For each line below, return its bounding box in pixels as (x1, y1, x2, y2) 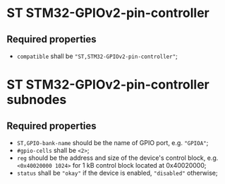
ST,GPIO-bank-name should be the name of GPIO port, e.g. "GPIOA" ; (16, 139, 209, 146)
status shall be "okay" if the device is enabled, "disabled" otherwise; (16, 168, 218, 177)
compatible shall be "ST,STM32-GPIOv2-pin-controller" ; (16, 52, 178, 60)
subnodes (6, 92, 67, 108)
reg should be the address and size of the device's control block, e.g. (16, 154, 219, 162)
